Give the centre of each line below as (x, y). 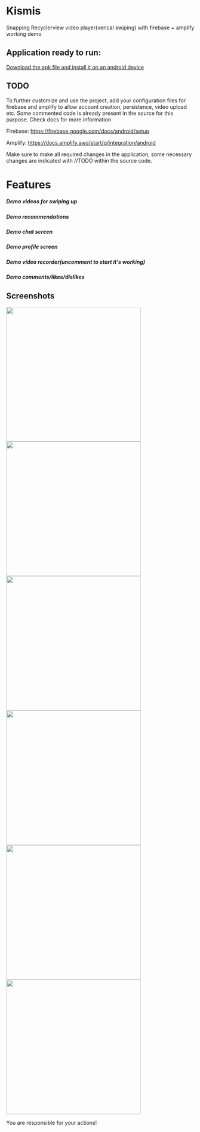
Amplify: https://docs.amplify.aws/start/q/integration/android (81, 142)
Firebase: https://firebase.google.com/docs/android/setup (78, 131)
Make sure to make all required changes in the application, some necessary (99, 154)
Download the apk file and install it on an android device (75, 67)
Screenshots (30, 296)
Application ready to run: (54, 53)
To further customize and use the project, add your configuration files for (96, 100)
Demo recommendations (38, 216)
